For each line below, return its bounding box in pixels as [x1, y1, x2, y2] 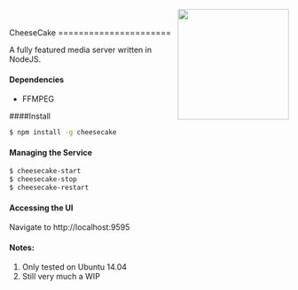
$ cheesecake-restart [9, 183, 90, 193]
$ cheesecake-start [9, 167, 82, 176]
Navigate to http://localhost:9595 [9, 222, 130, 233]
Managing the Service [9, 147, 93, 157]
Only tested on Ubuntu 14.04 [21, 262, 127, 272]
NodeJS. [9, 54, 42, 65]
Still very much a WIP [21, 271, 100, 282]
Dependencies [9, 74, 65, 85]
